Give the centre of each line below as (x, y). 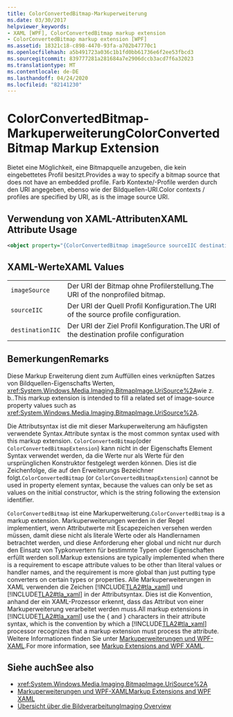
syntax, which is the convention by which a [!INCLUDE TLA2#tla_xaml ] (107, 623)
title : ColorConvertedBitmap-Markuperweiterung (77, 14)
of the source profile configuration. (124, 314)
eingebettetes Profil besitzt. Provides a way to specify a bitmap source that (114, 175)
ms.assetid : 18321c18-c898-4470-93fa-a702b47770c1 (82, 46)
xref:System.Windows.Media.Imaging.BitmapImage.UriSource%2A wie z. (110, 390)
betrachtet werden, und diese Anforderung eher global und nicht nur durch (114, 542)
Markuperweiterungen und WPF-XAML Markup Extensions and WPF (114, 691)
